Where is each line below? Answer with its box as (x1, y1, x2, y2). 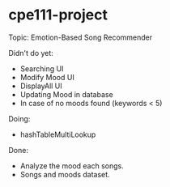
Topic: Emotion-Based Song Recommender (8, 32, 152, 42)
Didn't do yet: (8, 48, 54, 57)
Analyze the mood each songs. (19, 160, 124, 171)
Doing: (8, 113, 31, 123)
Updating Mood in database (19, 89, 113, 99)
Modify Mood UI (19, 72, 74, 82)
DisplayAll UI (19, 81, 62, 91)
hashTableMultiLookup (19, 130, 96, 139)
